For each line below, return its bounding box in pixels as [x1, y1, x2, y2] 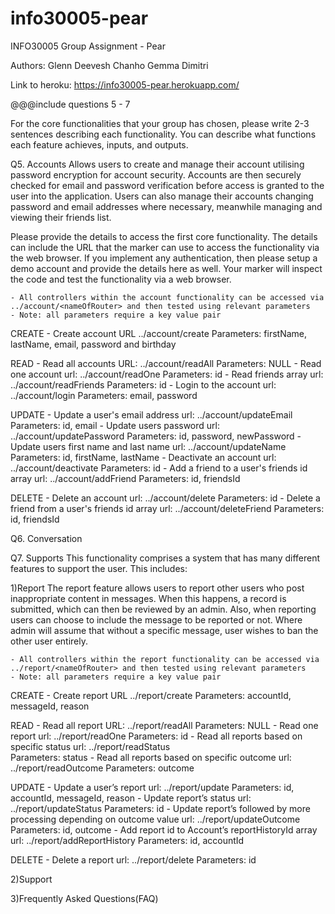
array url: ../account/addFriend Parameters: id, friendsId [10, 472, 241, 484]
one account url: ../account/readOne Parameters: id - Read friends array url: [10, 368, 324, 380]
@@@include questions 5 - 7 [10, 98, 131, 110]
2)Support [10, 873, 53, 885]
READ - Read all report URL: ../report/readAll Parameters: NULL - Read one [10, 719, 319, 731]
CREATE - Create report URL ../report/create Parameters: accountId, [10, 689, 292, 701]
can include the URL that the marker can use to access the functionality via [10, 241, 320, 253]
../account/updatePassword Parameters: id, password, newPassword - [10, 430, 302, 442]
